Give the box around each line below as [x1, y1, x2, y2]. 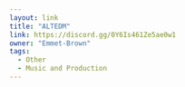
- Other [17, 55, 47, 64]
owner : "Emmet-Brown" [9, 38, 92, 48]
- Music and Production [17, 64, 107, 73]
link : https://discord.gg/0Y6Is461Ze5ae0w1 [9, 30, 177, 39]
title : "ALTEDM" [9, 22, 71, 31]
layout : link [9, 13, 59, 23]
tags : [9, 47, 30, 56]
